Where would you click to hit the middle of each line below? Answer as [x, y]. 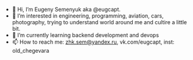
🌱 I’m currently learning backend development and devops [86, 35]
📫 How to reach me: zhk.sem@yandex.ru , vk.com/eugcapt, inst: [93, 42]
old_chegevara [31, 51]
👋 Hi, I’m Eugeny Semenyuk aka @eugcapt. [66, 9]
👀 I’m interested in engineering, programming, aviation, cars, [88, 16]
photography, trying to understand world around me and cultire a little [100, 22]
